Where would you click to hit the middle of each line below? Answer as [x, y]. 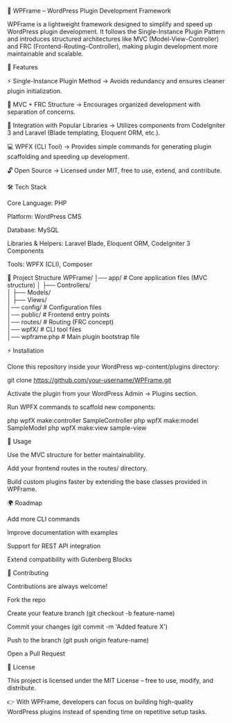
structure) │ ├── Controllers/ [49, 285]
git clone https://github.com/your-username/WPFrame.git [89, 380]
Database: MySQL [33, 230]
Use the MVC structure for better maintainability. [76, 455]
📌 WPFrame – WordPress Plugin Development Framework [89, 11]
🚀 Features [23, 67]
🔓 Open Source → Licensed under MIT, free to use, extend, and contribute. [115, 171]
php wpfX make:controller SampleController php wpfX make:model [103, 421]
